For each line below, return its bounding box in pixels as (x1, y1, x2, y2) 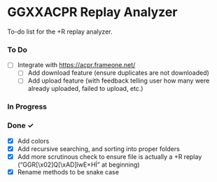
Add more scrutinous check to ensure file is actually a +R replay (17, 152, 202, 161)
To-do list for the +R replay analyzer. (7, 27, 113, 36)
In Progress (7, 102, 48, 112)
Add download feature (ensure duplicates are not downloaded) (27, 69, 210, 77)
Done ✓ (7, 120, 34, 130)
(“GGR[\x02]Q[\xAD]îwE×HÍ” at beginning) (17, 160, 140, 169)
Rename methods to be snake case (17, 167, 119, 176)
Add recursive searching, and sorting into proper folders (17, 144, 180, 153)
